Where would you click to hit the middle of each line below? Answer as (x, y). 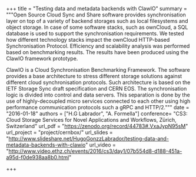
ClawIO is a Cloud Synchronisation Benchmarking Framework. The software (98, 70)
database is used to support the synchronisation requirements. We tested (95, 34)
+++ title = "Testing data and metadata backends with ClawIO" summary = (97, 9)
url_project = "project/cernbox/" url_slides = (59, 132)
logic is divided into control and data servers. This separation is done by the (98, 95)
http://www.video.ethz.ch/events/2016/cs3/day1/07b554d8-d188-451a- (95, 151)
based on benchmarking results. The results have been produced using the (97, 52)
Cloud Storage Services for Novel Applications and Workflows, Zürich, (91, 120)
